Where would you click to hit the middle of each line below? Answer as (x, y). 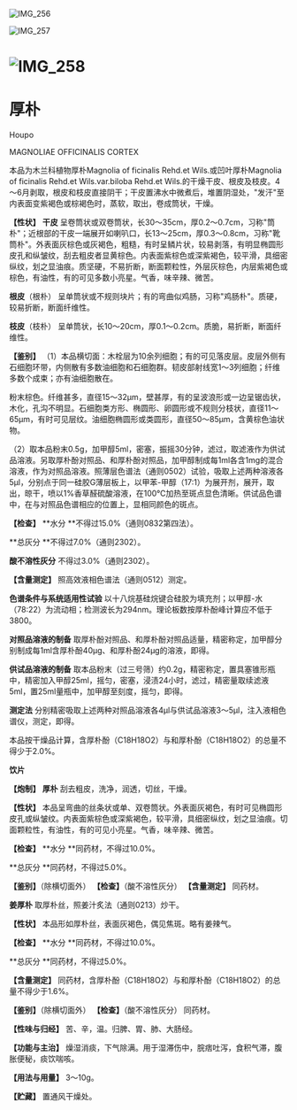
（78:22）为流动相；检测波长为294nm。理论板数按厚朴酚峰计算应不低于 (141, 610)
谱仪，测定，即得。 (44, 721)
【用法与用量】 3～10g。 (54, 1078)
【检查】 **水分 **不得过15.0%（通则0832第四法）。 (104, 523)
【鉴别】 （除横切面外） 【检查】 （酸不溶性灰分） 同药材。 (112, 1010)
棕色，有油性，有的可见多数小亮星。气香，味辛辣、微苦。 (114, 278)
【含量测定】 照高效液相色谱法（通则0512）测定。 (100, 580)
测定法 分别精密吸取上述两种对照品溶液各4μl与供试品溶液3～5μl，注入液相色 (148, 710)
